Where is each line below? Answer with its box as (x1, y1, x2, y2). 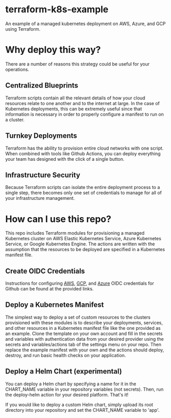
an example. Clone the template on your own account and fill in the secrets (5, 330, 163, 337)
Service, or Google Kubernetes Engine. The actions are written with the (5, 241, 155, 247)
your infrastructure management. (5, 195, 75, 201)
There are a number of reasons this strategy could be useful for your (5, 60, 150, 67)
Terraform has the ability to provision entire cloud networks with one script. (5, 145, 164, 151)
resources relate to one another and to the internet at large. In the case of (5, 100, 160, 106)
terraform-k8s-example (5, 4, 109, 15)
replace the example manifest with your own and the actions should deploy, (5, 347, 164, 353)
